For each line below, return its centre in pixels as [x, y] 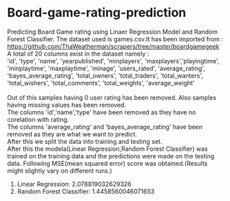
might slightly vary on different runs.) [60, 171]
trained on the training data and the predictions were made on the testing [111, 156]
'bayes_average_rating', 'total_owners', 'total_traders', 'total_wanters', [105, 75]
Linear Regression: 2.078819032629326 [74, 184]
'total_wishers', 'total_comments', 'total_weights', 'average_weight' [101, 83]
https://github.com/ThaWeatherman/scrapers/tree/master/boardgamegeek [113, 46]
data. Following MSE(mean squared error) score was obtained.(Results [107, 163]
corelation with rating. [38, 119]
